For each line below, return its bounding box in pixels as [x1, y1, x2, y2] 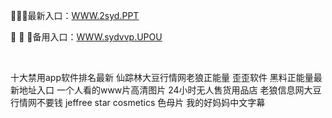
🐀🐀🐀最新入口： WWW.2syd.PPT [10, 10, 140, 21]
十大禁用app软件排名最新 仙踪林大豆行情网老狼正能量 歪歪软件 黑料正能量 [10, 72, 314, 83]
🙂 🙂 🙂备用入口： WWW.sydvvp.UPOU [10, 31, 163, 43]
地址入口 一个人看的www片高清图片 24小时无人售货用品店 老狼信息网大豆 [18, 84, 322, 96]
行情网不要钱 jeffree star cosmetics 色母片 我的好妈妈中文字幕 [10, 97, 266, 108]
